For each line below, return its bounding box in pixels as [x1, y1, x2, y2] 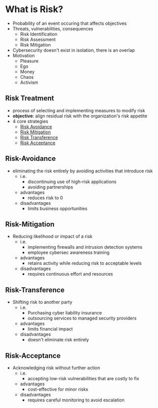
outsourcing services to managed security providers [27, 315, 137, 322]
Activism [20, 79, 39, 85]
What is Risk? [5, 4, 64, 15]
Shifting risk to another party [12, 299, 73, 305]
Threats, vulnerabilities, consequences [12, 25, 93, 31]
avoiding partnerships [27, 184, 73, 190]
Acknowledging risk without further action [12, 365, 100, 371]
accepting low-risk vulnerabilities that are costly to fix [27, 376, 140, 381]
